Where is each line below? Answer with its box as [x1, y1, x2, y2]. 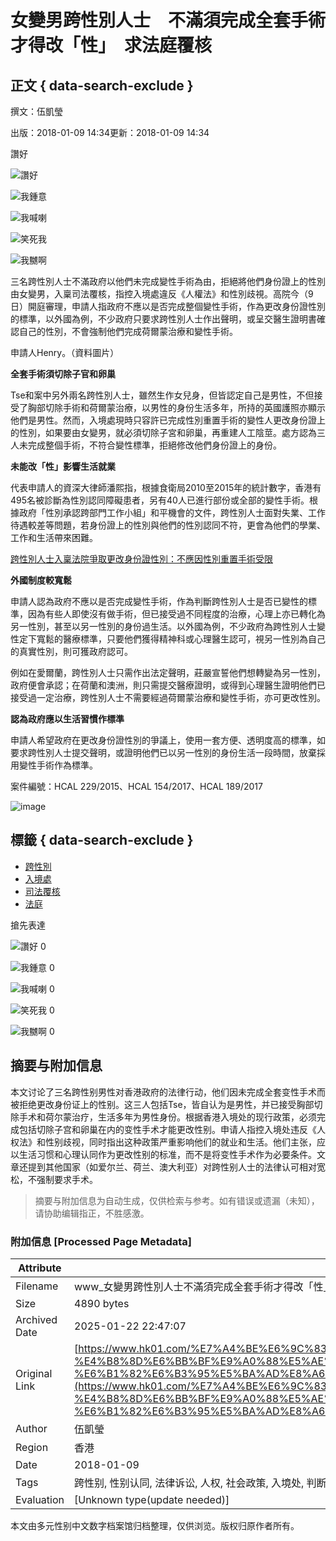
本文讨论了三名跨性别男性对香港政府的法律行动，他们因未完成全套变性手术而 [10, 1086, 326, 1098]
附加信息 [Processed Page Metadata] [10, 1234, 192, 1248]
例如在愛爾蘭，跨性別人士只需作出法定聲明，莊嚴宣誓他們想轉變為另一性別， [10, 667, 326, 678]
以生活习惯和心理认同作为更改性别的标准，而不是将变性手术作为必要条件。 [10, 1148, 317, 1160]
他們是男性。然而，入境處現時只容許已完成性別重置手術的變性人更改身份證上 [10, 414, 326, 426]
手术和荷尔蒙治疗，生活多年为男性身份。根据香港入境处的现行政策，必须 [18, 1111, 317, 1123]
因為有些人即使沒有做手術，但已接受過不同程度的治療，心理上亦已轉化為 [27, 608, 326, 620]
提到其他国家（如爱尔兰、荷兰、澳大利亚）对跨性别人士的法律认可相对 [27, 1161, 317, 1173]
